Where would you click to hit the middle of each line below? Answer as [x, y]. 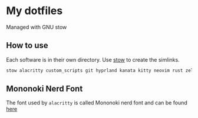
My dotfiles [34, 11]
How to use [27, 45]
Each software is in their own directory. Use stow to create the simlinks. [93, 59]
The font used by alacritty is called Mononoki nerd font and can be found [97, 103]
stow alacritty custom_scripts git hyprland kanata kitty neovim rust [95, 70]
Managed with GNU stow [37, 27]
